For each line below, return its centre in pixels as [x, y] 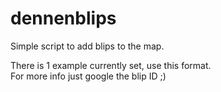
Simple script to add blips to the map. [87, 46]
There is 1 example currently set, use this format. [111, 65]
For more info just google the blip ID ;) [88, 76]
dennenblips [63, 18]
